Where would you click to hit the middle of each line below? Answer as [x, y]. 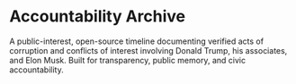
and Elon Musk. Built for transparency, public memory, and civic [127, 60]
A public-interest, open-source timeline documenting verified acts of [136, 41]
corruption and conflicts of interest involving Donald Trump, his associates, [148, 50]
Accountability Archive [98, 17]
